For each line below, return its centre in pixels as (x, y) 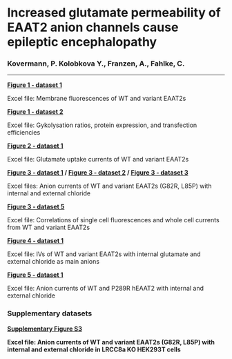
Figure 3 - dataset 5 (36, 207)
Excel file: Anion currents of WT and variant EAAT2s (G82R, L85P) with (111, 342)
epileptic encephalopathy (82, 42)
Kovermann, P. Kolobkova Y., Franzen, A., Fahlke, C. (96, 64)
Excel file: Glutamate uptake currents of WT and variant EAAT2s (98, 159)
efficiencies (24, 133)
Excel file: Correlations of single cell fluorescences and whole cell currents (113, 220)
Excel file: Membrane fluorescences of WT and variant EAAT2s (97, 99)
